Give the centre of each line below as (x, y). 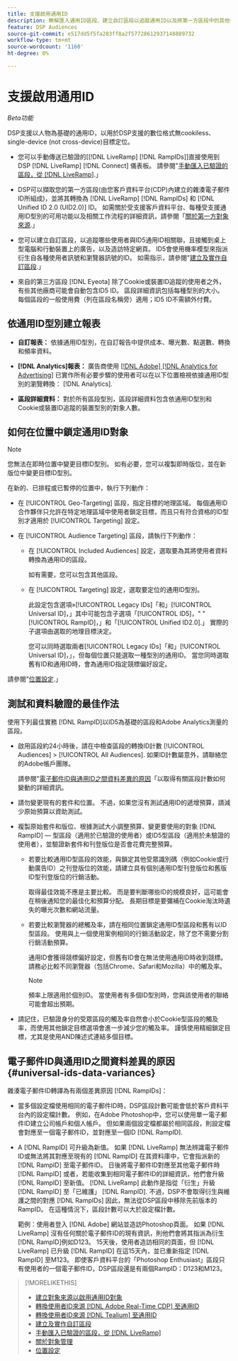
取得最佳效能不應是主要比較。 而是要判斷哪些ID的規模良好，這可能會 (128, 892)
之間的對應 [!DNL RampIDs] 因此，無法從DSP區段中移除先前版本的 (120, 1200)
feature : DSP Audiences (42, 27)
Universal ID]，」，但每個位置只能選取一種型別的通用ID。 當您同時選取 (129, 655)
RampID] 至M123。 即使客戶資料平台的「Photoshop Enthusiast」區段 (118, 1260)
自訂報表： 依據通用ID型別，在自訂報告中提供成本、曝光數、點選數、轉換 (124, 342)
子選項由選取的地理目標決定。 (72, 632)
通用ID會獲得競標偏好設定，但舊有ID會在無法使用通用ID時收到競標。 (127, 957)
